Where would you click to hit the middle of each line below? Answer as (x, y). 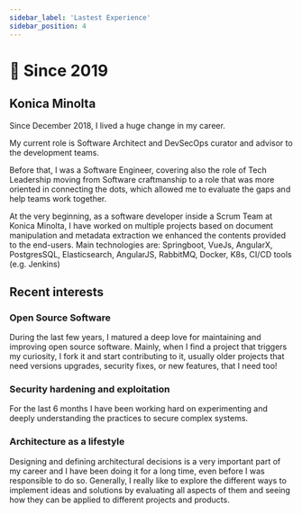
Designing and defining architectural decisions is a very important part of (145, 461)
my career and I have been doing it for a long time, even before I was (137, 471)
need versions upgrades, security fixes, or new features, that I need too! (143, 366)
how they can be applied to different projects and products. (119, 500)
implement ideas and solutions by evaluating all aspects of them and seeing (150, 490)
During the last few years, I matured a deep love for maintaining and (135, 338)
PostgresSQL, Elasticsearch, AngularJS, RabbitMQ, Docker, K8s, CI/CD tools (151, 254)
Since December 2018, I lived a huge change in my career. (117, 125)
